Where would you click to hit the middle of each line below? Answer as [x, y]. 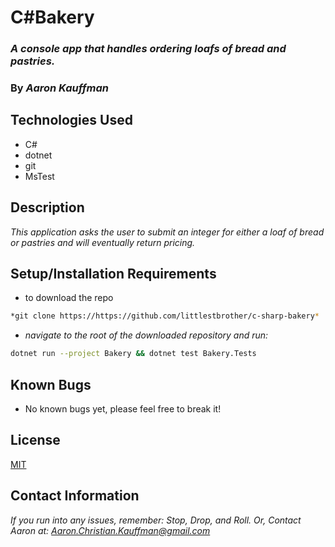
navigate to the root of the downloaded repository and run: [146, 335]
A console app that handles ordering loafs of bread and [148, 49]
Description [47, 207]
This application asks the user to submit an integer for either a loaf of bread [167, 232]
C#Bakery [52, 17]
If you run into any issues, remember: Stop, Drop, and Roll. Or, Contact [156, 520]
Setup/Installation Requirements [113, 274]
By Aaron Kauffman [59, 88]
